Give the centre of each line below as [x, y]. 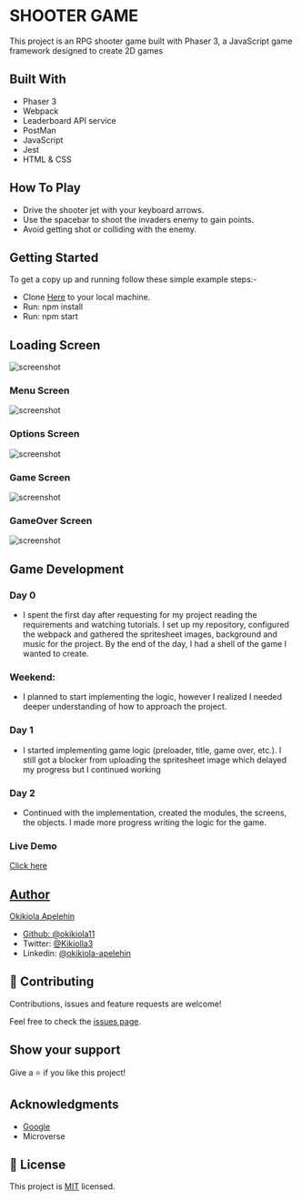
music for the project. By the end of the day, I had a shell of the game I [155, 644]
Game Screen [40, 477]
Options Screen [45, 434]
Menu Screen [40, 390]
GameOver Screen [51, 521]
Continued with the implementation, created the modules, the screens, [155, 812]
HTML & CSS [47, 159]
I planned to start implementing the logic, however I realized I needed [152, 697]
